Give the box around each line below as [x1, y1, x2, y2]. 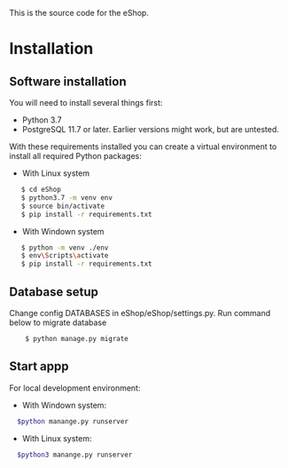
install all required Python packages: [9, 151, 142, 161]
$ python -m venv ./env [20, 243, 109, 252]
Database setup [9, 284, 99, 299]
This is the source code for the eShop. [9, 8, 149, 18]
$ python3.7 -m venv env [20, 193, 113, 202]
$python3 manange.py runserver [17, 450, 133, 459]
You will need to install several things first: [9, 98, 163, 107]
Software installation [9, 74, 127, 89]
